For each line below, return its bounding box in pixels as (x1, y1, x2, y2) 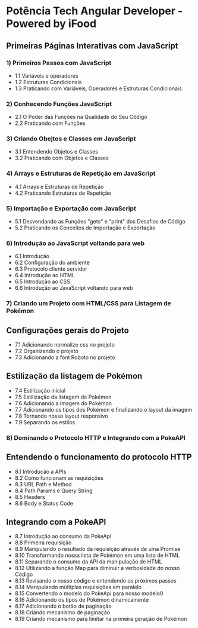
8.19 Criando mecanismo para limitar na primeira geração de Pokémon (14, 615, 187, 623)
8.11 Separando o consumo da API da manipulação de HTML (14, 558, 162, 565)
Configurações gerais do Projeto (6, 325, 129, 335)
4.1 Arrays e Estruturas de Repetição (14, 183, 104, 190)
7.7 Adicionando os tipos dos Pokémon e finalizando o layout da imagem (14, 406, 192, 413)
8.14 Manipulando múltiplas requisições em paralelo (14, 584, 142, 591)
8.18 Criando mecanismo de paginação (14, 609, 111, 616)
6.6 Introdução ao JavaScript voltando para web (14, 284, 133, 292)
